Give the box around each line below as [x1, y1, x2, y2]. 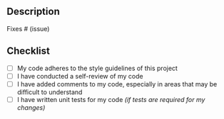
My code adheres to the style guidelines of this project [16, 64, 178, 72]
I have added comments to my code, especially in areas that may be [16, 79, 218, 88]
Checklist [6, 45, 51, 57]
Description [6, 6, 60, 18]
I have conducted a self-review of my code [16, 72, 143, 80]
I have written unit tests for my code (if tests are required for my [16, 95, 205, 103]
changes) [16, 103, 46, 112]
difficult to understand [16, 88, 83, 96]
